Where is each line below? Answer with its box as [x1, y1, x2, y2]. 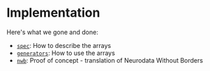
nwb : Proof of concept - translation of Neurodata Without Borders [16, 56, 204, 64]
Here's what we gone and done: [6, 28, 98, 36]
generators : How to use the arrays [16, 49, 116, 57]
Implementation [6, 5, 100, 21]
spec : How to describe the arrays [16, 41, 112, 49]
